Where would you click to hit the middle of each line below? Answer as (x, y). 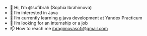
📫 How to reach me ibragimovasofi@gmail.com (59, 28)
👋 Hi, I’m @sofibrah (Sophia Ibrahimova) (51, 8)
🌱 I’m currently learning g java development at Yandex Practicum (76, 18)
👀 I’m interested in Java (34, 13)
